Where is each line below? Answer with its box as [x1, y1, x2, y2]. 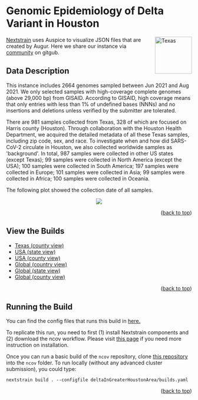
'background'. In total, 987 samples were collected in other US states [6, 150, 174, 157]
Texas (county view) [14, 241, 64, 249]
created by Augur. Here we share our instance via [6, 43, 127, 50]
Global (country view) [14, 260, 68, 267]
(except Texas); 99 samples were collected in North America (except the [6, 156, 182, 163]
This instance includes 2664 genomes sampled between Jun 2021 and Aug [6, 82, 189, 89]
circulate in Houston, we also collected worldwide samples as [22, 143, 173, 150]
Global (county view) [14, 273, 66, 280]
